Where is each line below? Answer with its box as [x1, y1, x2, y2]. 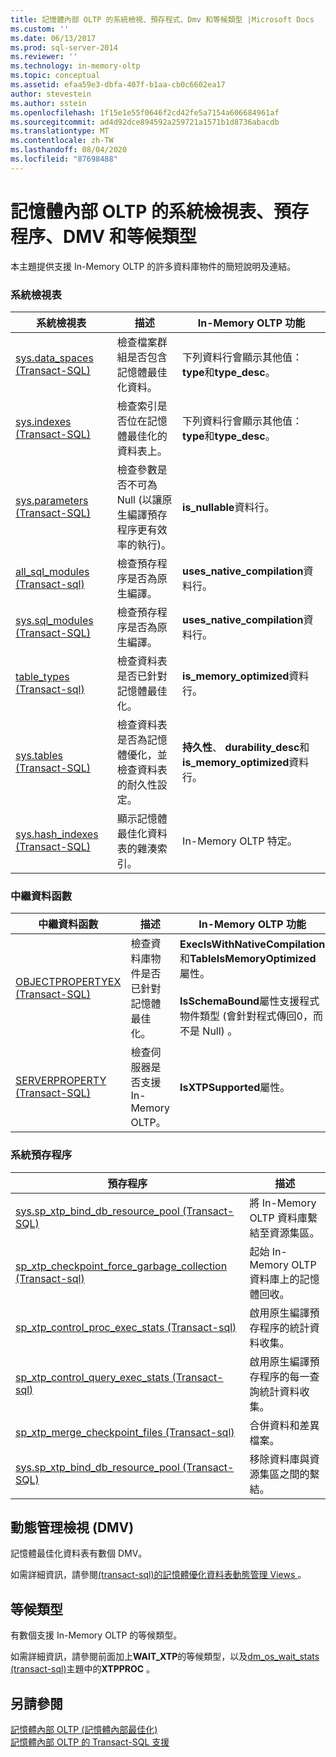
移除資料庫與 [249, 1452, 310, 1466]
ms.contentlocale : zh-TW [10, 136, 114, 146]
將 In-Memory [249, 1196, 317, 1210]
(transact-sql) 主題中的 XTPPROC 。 [10, 1663, 156, 1675]
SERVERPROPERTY [15, 1074, 107, 1088]
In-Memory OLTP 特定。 [182, 834, 298, 848]
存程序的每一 [249, 1369, 310, 1383]
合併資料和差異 [249, 1418, 320, 1432]
